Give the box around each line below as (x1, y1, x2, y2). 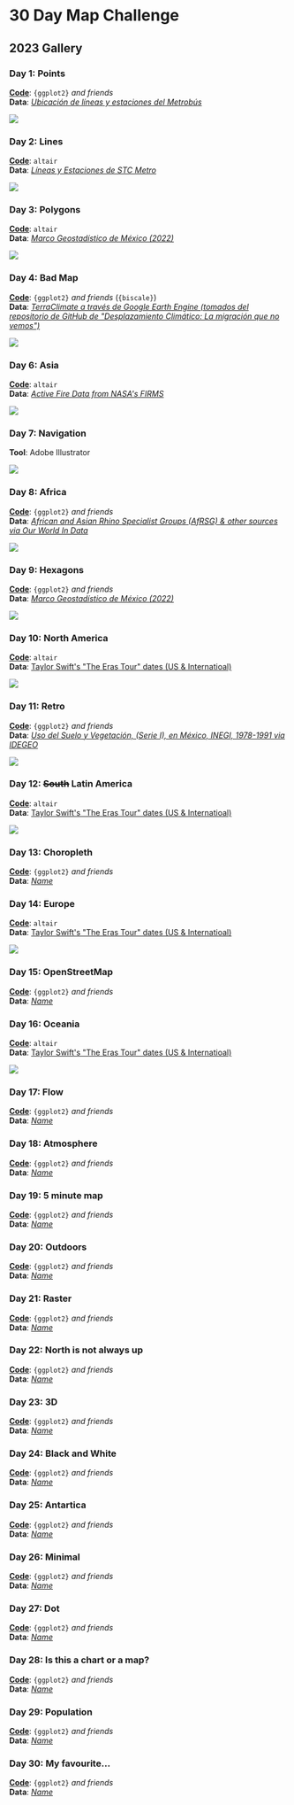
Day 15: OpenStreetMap (9, 966, 113, 979)
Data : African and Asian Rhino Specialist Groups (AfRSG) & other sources (9, 515, 278, 526)
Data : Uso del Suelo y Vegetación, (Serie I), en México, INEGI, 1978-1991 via (9, 730, 285, 740)
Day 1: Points (9, 67, 66, 80)
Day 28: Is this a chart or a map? (9, 1654, 150, 1666)
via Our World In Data (9, 524, 88, 536)
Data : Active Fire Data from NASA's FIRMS (9, 389, 164, 399)
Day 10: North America (9, 631, 109, 644)
